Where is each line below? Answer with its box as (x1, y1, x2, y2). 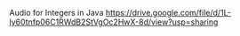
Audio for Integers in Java (9, 8, 104, 18)
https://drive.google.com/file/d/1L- (105, 8, 232, 18)
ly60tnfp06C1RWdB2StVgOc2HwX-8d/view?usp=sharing (9, 17, 219, 27)
